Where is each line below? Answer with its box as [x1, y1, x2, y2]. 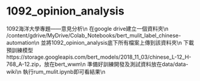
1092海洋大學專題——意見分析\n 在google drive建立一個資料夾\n [6, 25, 169, 32]
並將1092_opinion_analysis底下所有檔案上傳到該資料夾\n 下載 [40, 39, 195, 46]
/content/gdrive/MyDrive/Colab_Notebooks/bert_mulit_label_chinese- [6, 31, 181, 39]
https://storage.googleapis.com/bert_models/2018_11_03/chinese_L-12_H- [6, 53, 192, 60]
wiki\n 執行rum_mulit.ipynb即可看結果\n [6, 68, 105, 75]
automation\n [6, 39, 40, 46]
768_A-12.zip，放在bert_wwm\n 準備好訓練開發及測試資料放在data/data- [6, 60, 189, 68]
